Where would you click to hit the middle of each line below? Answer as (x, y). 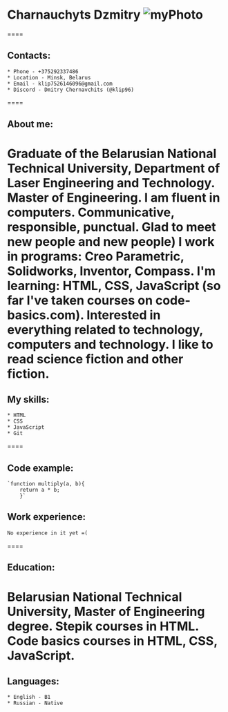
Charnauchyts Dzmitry (74, 15)
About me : (30, 124)
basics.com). (46, 315)
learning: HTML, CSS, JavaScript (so (114, 286)
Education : (31, 567)
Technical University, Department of (114, 169)
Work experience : (47, 517)
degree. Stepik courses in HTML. (103, 627)
